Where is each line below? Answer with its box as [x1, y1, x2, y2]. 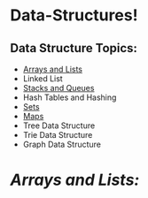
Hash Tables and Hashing [22, 92, 117, 103]
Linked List [22, 73, 63, 84]
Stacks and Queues [22, 83, 95, 93]
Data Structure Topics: [10, 41, 138, 56]
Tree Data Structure [22, 120, 96, 131]
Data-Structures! [10, 5, 138, 26]
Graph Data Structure [22, 139, 101, 149]
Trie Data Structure [22, 130, 93, 140]
